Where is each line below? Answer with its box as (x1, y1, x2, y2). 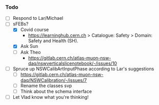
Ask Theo (20, 49, 41, 55)
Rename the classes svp (20, 83, 72, 89)
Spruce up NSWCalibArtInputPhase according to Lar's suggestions (12, 65, 154, 72)
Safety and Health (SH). (28, 38, 78, 44)
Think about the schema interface (20, 88, 92, 94)
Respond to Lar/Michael (12, 15, 64, 21)
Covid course (20, 27, 49, 33)
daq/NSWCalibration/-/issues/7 (20, 77, 87, 83)
